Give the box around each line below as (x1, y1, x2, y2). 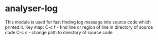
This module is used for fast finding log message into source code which (5, 19, 151, 25)
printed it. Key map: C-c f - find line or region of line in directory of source (5, 24, 153, 30)
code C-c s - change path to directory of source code (5, 29, 113, 35)
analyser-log (5, 3, 58, 14)
